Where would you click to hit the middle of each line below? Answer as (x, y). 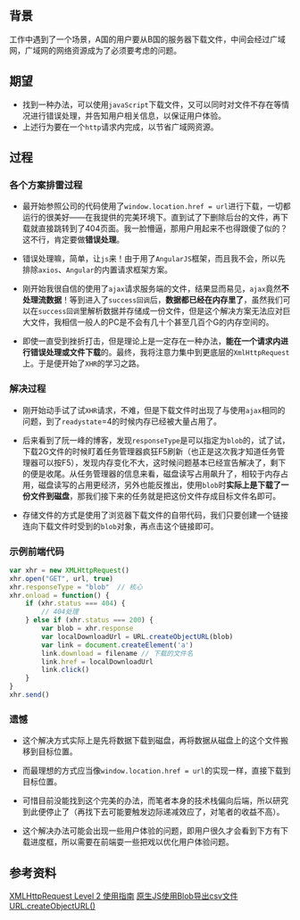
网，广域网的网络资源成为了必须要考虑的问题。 (95, 50)
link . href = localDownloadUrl (97, 662)
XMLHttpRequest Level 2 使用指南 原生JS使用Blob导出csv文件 (124, 896)
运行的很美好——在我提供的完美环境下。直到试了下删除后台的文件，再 (151, 218)
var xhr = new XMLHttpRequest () (69, 570)
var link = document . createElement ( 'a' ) (117, 645)
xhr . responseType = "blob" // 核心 (76, 587)
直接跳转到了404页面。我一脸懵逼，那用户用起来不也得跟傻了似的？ (163, 228)
